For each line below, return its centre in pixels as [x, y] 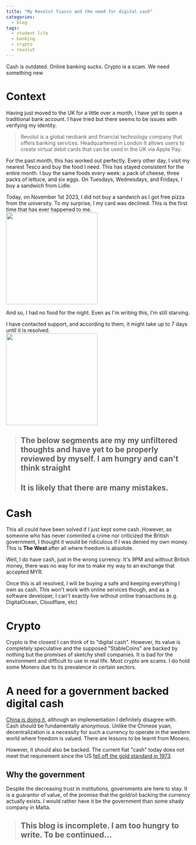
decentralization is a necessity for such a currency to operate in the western [98, 732]
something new [25, 73]
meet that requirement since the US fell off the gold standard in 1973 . [89, 756]
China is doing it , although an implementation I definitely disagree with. [92, 720]
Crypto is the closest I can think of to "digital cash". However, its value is [93, 642]
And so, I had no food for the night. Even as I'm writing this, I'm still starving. [98, 313]
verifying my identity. [32, 125]
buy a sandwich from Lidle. [39, 185]
